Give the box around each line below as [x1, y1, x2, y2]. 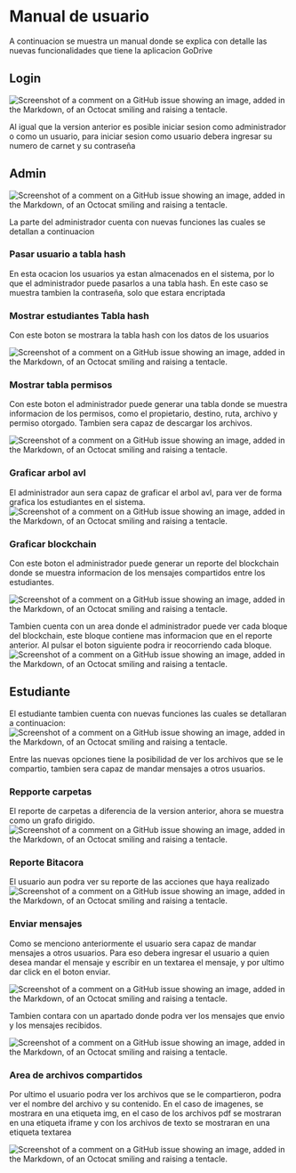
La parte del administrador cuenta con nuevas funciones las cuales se [9, 216, 267, 227]
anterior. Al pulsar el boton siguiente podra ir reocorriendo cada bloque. [9, 639, 273, 651]
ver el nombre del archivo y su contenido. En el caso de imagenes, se [9, 1098, 264, 1110]
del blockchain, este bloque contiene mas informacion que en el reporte [9, 631, 273, 641]
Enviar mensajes [9, 917, 83, 930]
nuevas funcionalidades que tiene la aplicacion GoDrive [9, 45, 213, 55]
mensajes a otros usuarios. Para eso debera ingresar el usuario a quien [9, 947, 269, 958]
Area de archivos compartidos [9, 1069, 143, 1081]
